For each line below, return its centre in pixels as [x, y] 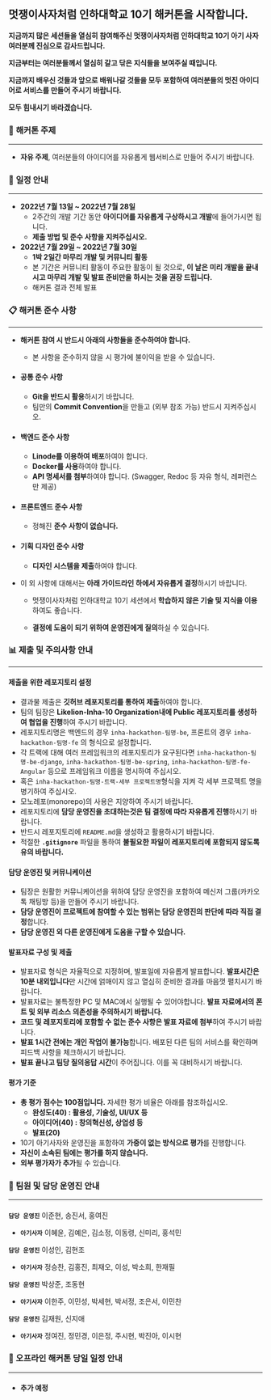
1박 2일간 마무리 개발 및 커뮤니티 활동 [90, 257]
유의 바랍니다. [42, 852]
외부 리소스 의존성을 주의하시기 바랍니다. [100, 1012]
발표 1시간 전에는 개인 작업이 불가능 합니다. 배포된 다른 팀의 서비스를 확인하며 [139, 1043]
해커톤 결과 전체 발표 [65, 288]
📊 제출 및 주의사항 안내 [51, 650]
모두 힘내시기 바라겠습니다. [50, 107]
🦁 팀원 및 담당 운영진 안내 [54, 1186]
